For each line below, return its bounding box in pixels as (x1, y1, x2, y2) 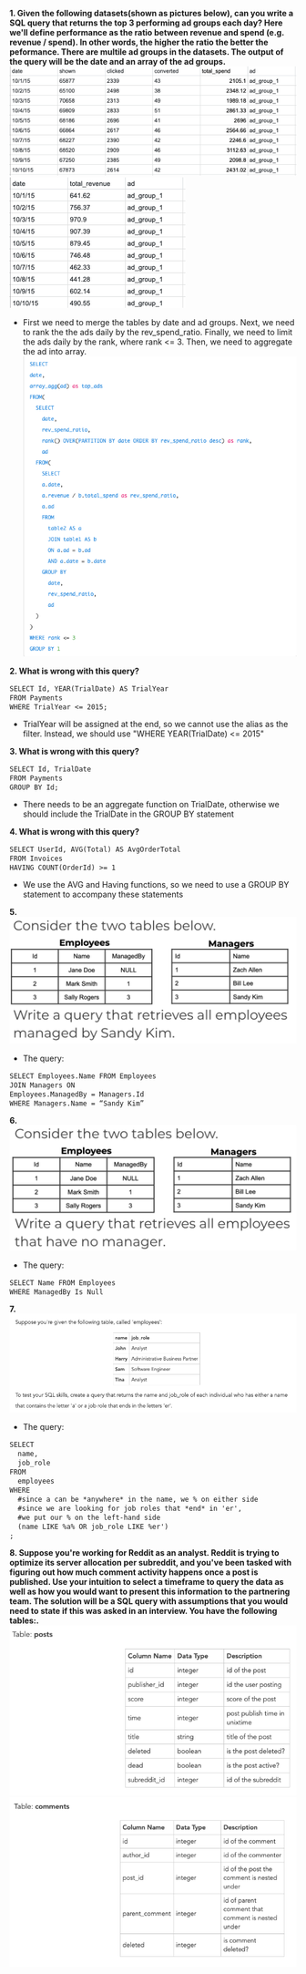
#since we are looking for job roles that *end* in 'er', (17, 1504, 243, 1513)
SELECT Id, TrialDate (9, 765, 92, 774)
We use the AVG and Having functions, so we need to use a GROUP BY (22, 879, 290, 889)
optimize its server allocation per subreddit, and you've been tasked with (9, 1557, 292, 1568)
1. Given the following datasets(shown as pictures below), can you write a (9, 8, 294, 18)
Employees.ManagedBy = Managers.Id (9, 1089, 145, 1099)
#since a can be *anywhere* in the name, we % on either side (17, 1495, 259, 1504)
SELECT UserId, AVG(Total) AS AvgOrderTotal (9, 845, 181, 854)
